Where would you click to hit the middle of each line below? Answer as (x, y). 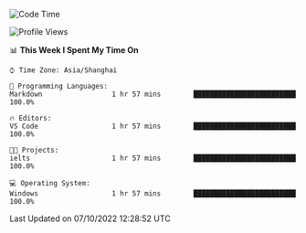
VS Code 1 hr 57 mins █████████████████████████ (153, 126)
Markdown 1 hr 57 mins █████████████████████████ (153, 94)
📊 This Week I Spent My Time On (74, 50)
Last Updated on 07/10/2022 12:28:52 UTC (90, 218)
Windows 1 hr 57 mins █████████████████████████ (153, 194)
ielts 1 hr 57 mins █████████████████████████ (153, 158)
